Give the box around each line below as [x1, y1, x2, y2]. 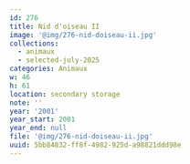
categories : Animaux [9, 65, 89, 74]
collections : [9, 38, 59, 48]
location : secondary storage [9, 89, 121, 98]
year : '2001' [9, 107, 59, 116]
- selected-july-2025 [17, 56, 100, 65]
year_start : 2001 [9, 115, 76, 124]
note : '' [9, 97, 43, 108]
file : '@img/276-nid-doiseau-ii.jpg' [9, 132, 153, 141]
